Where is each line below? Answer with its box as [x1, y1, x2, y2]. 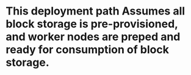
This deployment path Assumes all [5, 4, 186, 18]
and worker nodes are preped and [5, 30, 181, 44]
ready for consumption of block [5, 43, 169, 57]
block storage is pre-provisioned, [5, 17, 178, 31]
